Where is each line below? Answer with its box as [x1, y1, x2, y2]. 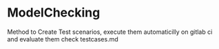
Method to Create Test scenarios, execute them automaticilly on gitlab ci [7, 28, 213, 36]
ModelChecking [7, 5, 101, 21]
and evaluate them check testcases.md [7, 35, 118, 43]
